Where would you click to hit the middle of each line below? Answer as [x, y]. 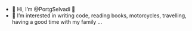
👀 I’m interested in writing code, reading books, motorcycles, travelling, [99, 15]
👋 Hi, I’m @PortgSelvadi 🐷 [44, 9]
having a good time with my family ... [57, 22]
